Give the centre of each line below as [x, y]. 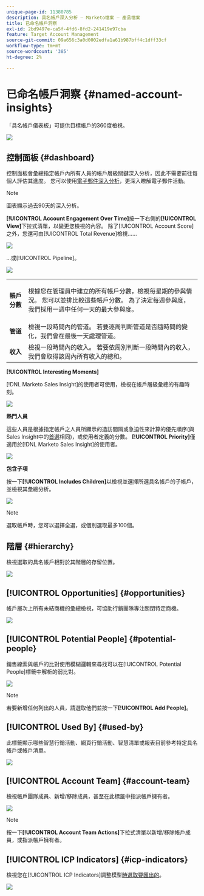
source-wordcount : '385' [38, 52]
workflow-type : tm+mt [34, 46]
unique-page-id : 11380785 [39, 12]
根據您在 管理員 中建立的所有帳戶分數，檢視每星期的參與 [107, 291]
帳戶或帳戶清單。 [28, 750]
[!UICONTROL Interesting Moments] [53, 372]
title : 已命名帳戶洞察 [32, 23]
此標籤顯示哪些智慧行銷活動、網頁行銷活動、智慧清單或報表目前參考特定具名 [102, 742]
